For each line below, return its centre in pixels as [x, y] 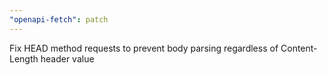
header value [67, 58]
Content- [299, 48]
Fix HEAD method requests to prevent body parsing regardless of [144, 48]
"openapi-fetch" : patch [59, 19]
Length [24, 58]
